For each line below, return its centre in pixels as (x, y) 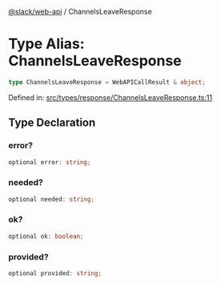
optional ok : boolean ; (46, 236)
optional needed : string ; (51, 199)
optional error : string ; (50, 162)
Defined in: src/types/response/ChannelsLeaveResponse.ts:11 (110, 97)
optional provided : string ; (55, 274)
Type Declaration (52, 123)
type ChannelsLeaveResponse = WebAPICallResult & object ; (107, 82)
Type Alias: (47, 44)
